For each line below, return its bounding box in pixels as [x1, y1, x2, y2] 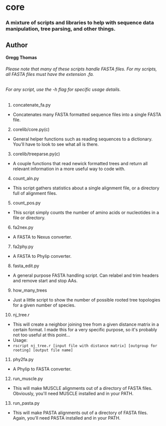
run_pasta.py [12, 400, 40, 406]
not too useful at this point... [12, 332, 71, 338]
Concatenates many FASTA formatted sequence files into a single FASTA [12, 111, 162, 118]
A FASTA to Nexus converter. [12, 234, 72, 240]
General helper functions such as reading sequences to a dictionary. [12, 136, 153, 142]
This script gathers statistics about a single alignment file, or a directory [12, 185, 160, 191]
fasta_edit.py [12, 262, 39, 269]
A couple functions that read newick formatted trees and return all [12, 160, 148, 166]
